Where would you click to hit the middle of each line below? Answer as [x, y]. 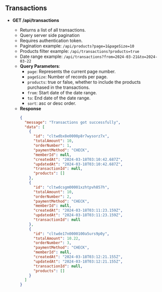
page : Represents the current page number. [72, 71]
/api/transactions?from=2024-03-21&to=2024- [111, 57]
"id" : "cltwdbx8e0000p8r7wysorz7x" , [71, 136]
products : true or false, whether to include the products [84, 82]
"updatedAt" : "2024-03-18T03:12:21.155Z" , [78, 262]
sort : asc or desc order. [52, 103]
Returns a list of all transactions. [53, 30]
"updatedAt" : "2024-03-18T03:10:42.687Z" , [78, 164]
